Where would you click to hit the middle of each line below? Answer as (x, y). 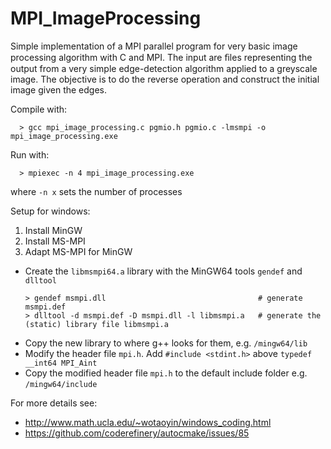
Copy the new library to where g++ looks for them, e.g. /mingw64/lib (166, 343)
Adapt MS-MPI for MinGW (78, 251)
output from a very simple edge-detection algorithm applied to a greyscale (164, 68)
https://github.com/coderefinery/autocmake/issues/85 (137, 433)
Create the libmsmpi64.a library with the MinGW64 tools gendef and (163, 271)
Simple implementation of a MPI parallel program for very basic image (154, 46)
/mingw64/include (61, 384)
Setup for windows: (50, 211)
